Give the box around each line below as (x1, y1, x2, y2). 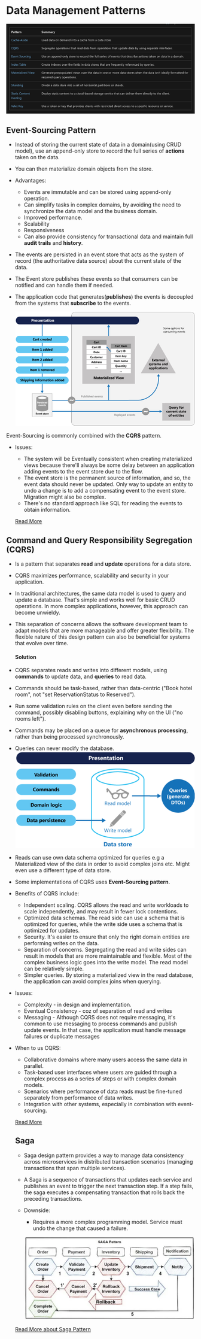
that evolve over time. (14, 640, 69, 647)
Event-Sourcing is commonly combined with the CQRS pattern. (6, 432, 162, 439)
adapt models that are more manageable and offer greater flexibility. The (14, 627, 194, 634)
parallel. (23, 1062, 44, 1069)
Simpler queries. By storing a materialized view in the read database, (23, 971, 193, 979)
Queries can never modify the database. (14, 745, 115, 752)
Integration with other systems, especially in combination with (23, 1100, 176, 1107)
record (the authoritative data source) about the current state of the (14, 257, 181, 265)
